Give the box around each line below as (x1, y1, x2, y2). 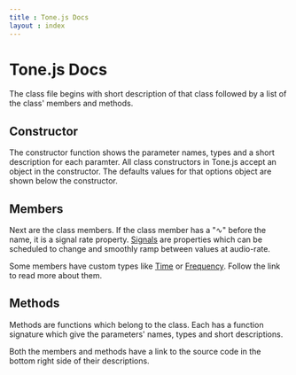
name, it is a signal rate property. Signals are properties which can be (9, 234, 263, 245)
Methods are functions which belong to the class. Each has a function (9, 319, 264, 330)
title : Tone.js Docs (9, 12, 90, 22)
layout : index (9, 21, 66, 30)
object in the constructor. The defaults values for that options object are (9, 166, 272, 177)
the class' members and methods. (9, 98, 134, 109)
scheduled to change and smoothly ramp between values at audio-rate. (9, 244, 270, 254)
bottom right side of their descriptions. (9, 355, 150, 366)
